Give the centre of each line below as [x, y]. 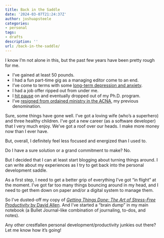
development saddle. [26, 170]
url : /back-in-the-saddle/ [33, 46]
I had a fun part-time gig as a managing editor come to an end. [75, 80]
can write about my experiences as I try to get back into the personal [75, 165]
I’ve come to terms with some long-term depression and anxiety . [77, 85]
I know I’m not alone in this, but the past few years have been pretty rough [80, 60]
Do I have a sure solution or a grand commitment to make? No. [68, 150]
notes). [12, 215]
